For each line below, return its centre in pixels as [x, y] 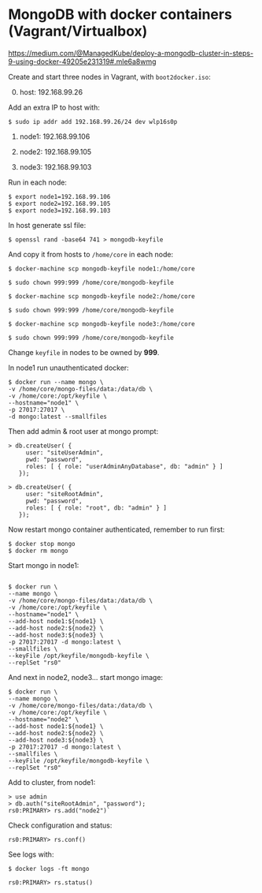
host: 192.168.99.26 [51, 92]
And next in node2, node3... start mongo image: [86, 677]
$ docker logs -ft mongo [49, 869]
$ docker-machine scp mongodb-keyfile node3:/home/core [101, 324]
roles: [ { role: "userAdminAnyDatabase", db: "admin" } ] [124, 466]
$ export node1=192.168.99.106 [59, 196]
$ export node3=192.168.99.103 [59, 211]
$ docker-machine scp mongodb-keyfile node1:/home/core [101, 269]
